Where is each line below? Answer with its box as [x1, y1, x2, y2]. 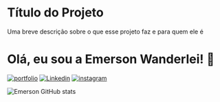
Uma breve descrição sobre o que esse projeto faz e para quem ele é [7, 27, 204, 36]
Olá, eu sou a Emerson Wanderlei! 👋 [7, 51, 215, 67]
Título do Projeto [7, 5, 104, 21]
